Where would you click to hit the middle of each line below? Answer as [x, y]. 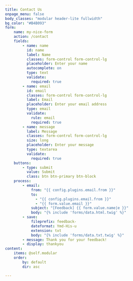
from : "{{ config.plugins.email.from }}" [73, 190]
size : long [37, 140]
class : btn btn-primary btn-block [61, 177]
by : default [35, 262]
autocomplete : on [44, 68]
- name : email [37, 86]
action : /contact [31, 37]
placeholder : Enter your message [60, 145]
